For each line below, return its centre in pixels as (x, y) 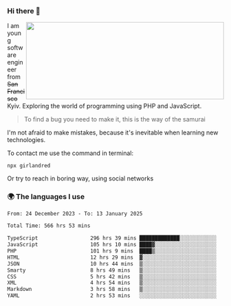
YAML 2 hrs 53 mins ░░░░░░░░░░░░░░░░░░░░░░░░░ (112, 296)
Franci (16, 91)
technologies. (26, 140)
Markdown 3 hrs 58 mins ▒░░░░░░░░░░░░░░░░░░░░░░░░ (112, 290)
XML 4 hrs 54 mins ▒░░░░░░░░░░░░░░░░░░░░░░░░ (112, 283)
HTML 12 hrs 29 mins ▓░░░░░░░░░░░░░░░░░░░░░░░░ (112, 257)
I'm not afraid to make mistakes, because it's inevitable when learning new (113, 132)
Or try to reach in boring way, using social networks (80, 178)
